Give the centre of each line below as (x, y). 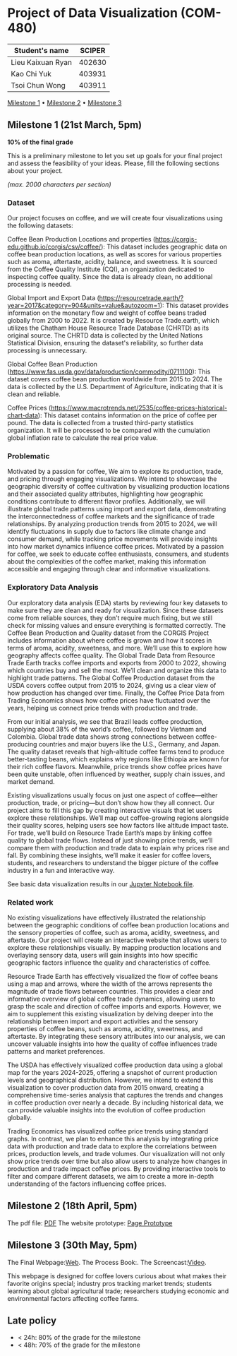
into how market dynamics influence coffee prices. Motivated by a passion (116, 547)
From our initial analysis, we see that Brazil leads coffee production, (106, 721)
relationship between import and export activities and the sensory (103, 1021)
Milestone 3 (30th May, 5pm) (72, 1245)
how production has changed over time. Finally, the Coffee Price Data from (116, 693)
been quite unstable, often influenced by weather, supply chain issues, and (116, 774)
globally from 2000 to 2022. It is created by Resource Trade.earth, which (114, 321)
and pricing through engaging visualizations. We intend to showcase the (112, 479)
